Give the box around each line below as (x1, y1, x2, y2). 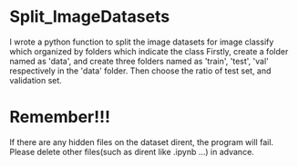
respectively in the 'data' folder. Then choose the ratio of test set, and (9, 65, 272, 76)
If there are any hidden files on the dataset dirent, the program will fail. (9, 136, 274, 147)
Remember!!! (9, 107, 111, 128)
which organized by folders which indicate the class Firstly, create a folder (9, 45, 289, 56)
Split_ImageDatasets (9, 6, 170, 27)
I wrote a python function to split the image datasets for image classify (9, 36, 274, 47)
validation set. (9, 74, 62, 85)
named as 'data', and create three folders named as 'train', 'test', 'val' (9, 55, 269, 66)
